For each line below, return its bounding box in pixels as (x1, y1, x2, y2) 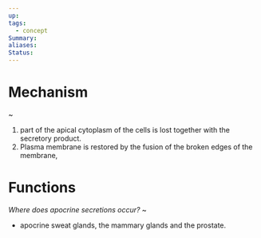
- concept (15, 26, 48, 34)
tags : (8, 19, 26, 27)
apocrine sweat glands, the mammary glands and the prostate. (19, 220, 227, 230)
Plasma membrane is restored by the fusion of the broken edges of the (19, 141, 253, 152)
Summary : (8, 34, 38, 42)
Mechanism (8, 83, 89, 101)
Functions (8, 179, 76, 196)
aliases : (8, 42, 38, 50)
